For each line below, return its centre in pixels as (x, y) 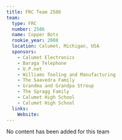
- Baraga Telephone (42, 63)
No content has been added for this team (58, 131)
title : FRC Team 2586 (34, 12)
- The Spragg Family (43, 92)
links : (20, 109)
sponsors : (24, 52)
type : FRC (24, 23)
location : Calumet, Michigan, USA (56, 46)
